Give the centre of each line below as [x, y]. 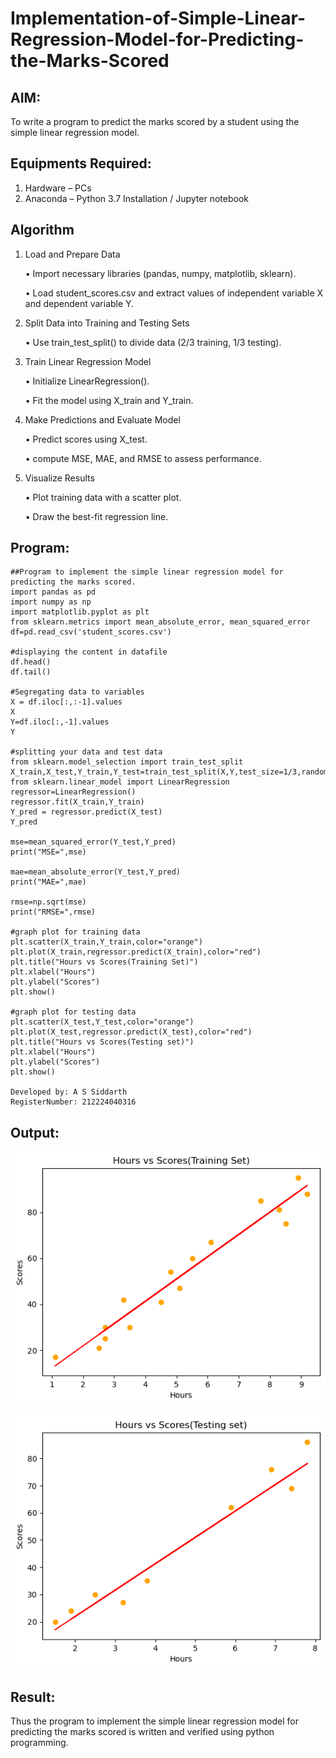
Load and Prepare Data [72, 254]
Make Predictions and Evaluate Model [102, 419]
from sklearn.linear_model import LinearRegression [120, 782]
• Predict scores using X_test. [86, 439]
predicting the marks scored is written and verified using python [142, 1732]
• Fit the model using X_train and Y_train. [109, 400]
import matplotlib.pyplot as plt [80, 612]
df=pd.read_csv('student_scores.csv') [91, 632]
